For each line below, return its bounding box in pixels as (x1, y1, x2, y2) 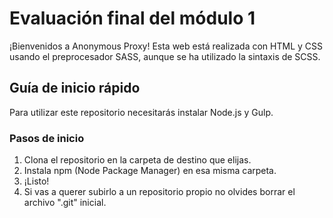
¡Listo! (23, 175, 50, 187)
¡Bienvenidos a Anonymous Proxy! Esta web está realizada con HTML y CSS (9, 40, 323, 52)
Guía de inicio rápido (9, 80, 141, 97)
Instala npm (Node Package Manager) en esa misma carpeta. (23, 165, 277, 177)
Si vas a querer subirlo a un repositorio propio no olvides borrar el (23, 186, 296, 198)
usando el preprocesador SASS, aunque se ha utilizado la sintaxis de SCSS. (9, 50, 321, 62)
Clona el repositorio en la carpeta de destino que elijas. (23, 154, 252, 166)
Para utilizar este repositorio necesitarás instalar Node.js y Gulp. (9, 106, 274, 118)
